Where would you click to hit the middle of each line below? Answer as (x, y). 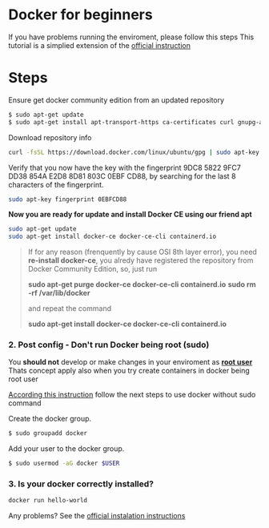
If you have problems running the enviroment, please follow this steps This (131, 37)
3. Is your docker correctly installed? (81, 484)
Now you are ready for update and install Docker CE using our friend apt (130, 215)
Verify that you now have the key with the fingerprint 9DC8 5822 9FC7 (125, 167)
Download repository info (50, 137)
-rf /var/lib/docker (59, 293)
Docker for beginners (81, 15)
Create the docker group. (50, 419)
